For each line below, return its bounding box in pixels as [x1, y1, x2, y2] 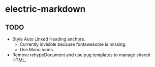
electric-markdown [5, 3, 86, 15]
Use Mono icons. [19, 47, 54, 52]
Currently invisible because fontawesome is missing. [19, 41, 126, 47]
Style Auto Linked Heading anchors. [12, 36, 86, 42]
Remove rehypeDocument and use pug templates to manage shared [12, 52, 151, 58]
